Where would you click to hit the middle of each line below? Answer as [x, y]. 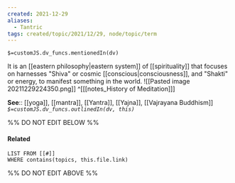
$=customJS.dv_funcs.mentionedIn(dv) [63, 53]
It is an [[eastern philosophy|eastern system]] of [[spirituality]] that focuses [117, 66]
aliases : [20, 21]
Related [19, 138]
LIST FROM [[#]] [31, 154]
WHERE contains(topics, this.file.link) [68, 160]
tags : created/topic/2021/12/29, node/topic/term [82, 34]
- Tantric [28, 27]
